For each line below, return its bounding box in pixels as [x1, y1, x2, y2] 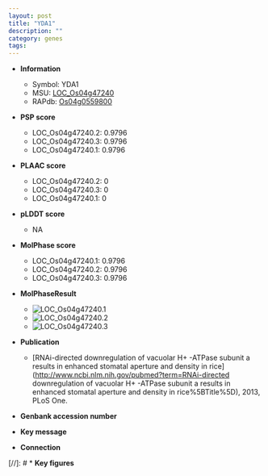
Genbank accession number [19, 411, 117, 421]
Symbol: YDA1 [31, 80, 79, 90]
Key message [19, 427, 67, 436]
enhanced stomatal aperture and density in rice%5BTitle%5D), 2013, [31, 387, 261, 397]
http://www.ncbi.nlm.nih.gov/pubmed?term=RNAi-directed [35, 370, 230, 380]
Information [19, 64, 61, 73]
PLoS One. [31, 396, 68, 406]
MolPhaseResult [19, 289, 77, 299]
